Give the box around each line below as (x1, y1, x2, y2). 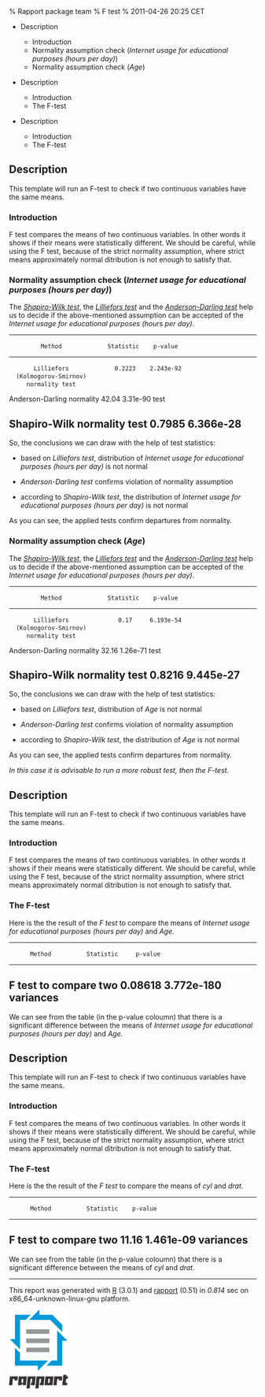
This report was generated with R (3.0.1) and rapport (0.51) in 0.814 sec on (9, 1285, 249, 1295)
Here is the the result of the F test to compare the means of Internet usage (9, 918, 250, 927)
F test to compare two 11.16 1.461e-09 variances (9, 1233, 248, 1247)
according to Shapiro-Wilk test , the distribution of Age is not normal (20, 735, 240, 745)
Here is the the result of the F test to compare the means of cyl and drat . (9, 1181, 244, 1191)
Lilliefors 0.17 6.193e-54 (33, 616, 182, 624)
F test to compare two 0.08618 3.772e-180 (9, 979, 223, 992)
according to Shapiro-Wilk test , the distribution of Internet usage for (20, 492, 241, 502)
